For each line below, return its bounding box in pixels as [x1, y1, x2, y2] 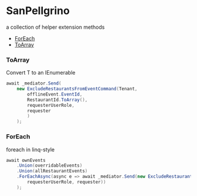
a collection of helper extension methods [6, 23, 105, 31]
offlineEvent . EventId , [27, 91, 83, 97]
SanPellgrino [6, 4, 70, 18]
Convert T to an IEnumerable [6, 69, 76, 76]
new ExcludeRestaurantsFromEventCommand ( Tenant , [16, 86, 138, 92]
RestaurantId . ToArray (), [27, 97, 88, 103]
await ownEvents [6, 157, 46, 163]
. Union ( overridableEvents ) [16, 163, 83, 168]
